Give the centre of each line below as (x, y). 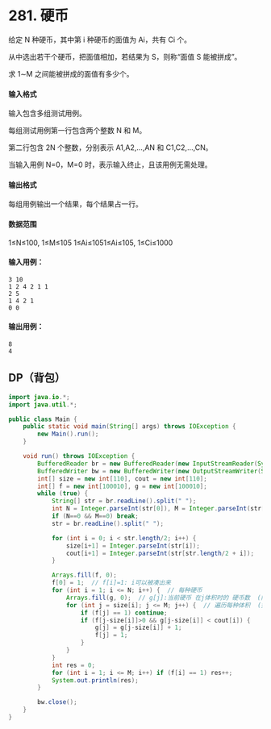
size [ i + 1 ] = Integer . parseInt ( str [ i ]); (133, 546)
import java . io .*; (39, 397)
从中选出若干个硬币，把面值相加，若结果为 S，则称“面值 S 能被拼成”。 (125, 56)
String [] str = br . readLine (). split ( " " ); (124, 501)
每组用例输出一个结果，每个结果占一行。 (75, 204)
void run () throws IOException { (79, 456)
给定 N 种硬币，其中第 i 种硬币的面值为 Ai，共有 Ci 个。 (100, 40)
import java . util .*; (43, 404)
